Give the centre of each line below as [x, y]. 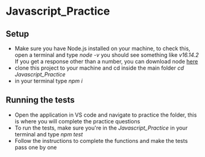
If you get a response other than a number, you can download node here [106, 61]
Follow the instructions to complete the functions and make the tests [101, 141]
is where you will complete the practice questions [77, 121]
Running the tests [40, 100]
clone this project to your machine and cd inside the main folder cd [99, 68]
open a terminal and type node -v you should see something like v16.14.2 [106, 55]
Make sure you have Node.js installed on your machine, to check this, [102, 48]
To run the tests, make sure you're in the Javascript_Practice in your [101, 128]
